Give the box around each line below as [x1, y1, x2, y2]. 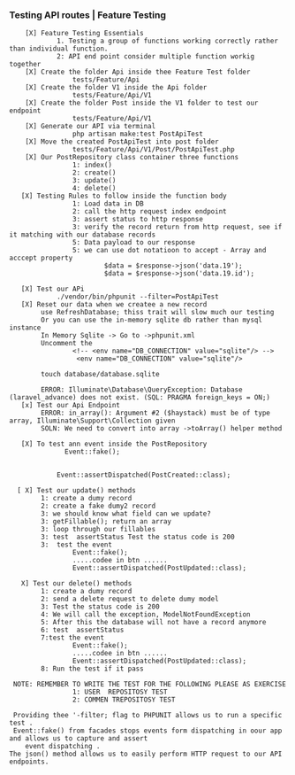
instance [9, 323, 42, 332]
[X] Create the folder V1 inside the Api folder [25, 83, 208, 92]
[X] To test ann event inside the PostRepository [20, 439, 208, 449]
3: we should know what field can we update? [41, 509, 212, 518]
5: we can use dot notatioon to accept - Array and [72, 246, 267, 255]
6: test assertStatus [41, 625, 125, 635]
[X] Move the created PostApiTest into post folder [25, 137, 219, 146]
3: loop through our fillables [41, 525, 156, 534]
